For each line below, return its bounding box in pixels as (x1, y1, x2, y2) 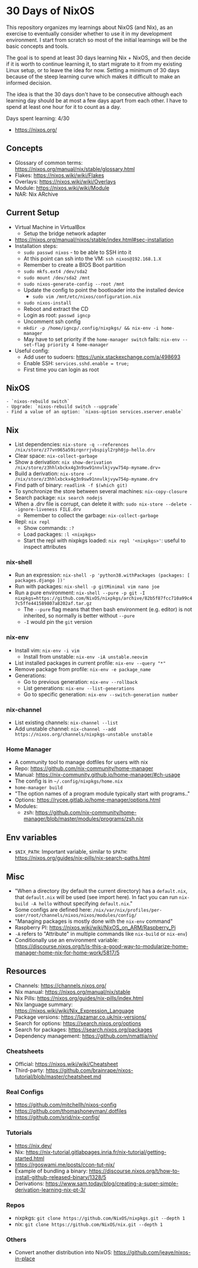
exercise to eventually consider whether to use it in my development (6, 30, 173, 37)
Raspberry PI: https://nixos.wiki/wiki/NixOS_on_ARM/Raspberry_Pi (14, 924, 176, 931)
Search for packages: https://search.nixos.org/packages (14, 1026, 152, 1033)
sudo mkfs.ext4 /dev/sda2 (23, 268, 87, 275)
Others (6, 1235, 27, 1244)
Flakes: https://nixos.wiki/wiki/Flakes (14, 172, 105, 179)
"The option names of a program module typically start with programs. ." (14, 790, 190, 797)
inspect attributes (23, 543, 67, 551)
